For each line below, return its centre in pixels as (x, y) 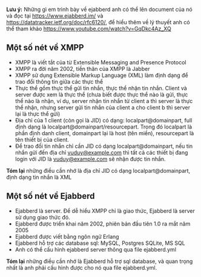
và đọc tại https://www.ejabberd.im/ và (55, 16)
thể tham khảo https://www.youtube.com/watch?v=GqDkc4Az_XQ (89, 28)
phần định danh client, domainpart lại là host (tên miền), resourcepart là (104, 133)
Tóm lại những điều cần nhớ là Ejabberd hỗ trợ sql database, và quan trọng (100, 261)
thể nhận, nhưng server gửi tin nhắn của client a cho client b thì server (103, 107)
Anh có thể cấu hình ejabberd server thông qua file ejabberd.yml (96, 249)
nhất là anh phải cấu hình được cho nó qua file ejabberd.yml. (82, 267)
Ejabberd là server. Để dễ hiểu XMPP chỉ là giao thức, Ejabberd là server (105, 211)
